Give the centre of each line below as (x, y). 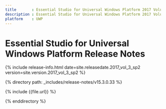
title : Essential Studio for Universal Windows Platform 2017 (78, 10)
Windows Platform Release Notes (75, 54)
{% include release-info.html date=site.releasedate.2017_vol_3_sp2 (73, 68)
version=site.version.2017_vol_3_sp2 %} (45, 73)
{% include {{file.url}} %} (31, 92)
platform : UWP (24, 19)
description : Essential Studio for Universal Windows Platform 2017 (78, 14)
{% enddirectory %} (25, 101)
